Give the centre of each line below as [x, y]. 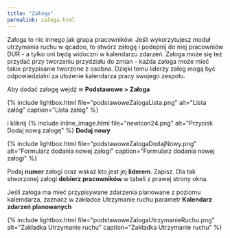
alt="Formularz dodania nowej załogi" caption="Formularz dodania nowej [111, 151]
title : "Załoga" [30, 13]
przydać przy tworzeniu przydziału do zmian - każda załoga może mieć [108, 61]
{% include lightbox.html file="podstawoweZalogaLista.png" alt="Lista [107, 102]
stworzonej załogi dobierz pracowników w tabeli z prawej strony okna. [107, 178]
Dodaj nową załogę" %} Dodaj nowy [59, 130]
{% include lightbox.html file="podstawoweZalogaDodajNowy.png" [102, 143]
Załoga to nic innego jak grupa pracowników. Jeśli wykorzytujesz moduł [109, 39]
